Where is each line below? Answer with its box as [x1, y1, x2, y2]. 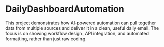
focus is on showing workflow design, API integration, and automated [5, 30, 149, 36]
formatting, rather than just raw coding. [5, 36, 87, 42]
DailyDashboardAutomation [5, 3, 124, 15]
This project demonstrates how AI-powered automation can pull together [5, 20, 156, 26]
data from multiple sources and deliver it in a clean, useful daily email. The [5, 25, 159, 31]
